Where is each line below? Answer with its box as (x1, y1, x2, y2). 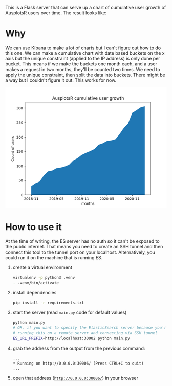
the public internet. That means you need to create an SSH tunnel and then (5, 243, 163, 249)
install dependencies (12, 289, 57, 296)
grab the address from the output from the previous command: (12, 345, 145, 351)
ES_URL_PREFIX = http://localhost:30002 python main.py (12, 336, 130, 342)
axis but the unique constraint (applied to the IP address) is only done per (5, 55, 160, 61)
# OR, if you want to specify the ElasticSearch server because (12, 325, 153, 330)
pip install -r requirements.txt (12, 300, 84, 305)
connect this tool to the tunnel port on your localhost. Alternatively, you (5, 249, 155, 255)
